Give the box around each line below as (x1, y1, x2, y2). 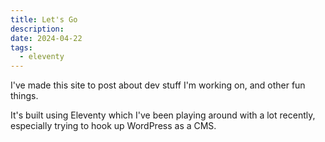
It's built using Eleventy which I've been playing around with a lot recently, (10, 109, 316, 121)
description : (10, 24, 65, 34)
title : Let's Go (10, 14, 78, 25)
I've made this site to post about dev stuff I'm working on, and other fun (10, 79, 306, 91)
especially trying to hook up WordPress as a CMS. (10, 120, 217, 132)
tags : (10, 42, 33, 53)
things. (10, 90, 39, 102)
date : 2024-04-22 (10, 33, 83, 43)
